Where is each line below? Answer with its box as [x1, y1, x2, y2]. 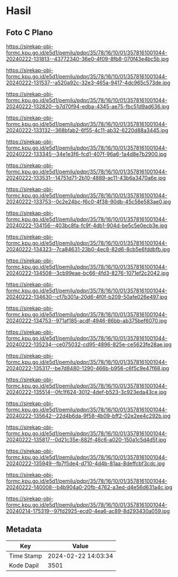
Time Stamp [9, 552, 43, 560]
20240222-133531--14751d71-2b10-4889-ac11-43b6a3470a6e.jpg [6, 175, 166, 181]
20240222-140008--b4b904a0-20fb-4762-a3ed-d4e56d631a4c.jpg [6, 484, 173, 490]
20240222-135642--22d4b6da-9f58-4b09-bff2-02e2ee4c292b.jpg [6, 412, 171, 419]
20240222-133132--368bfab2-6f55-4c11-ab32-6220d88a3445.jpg [6, 127, 169, 134]
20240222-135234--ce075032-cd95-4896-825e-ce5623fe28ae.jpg [6, 341, 172, 348]
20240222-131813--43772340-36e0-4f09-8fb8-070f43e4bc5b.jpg [6, 56, 169, 62]
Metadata [6, 524, 42, 534]
